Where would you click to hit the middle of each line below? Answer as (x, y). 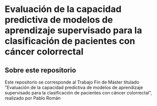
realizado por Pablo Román (33, 98)
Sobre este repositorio (41, 70)
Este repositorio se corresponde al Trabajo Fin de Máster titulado (72, 82)
